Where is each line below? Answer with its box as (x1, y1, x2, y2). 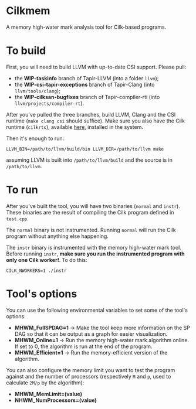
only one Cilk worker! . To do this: (6, 256, 87, 263)
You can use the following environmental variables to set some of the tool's (6, 306, 188, 313)
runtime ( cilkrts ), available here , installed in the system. (6, 123, 144, 130)
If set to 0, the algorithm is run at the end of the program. (14, 343, 153, 350)
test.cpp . (6, 215, 29, 222)
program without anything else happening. (6, 233, 109, 240)
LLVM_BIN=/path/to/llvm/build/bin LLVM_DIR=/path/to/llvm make (6, 146, 164, 152)
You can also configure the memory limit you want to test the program (6, 366, 175, 373)
